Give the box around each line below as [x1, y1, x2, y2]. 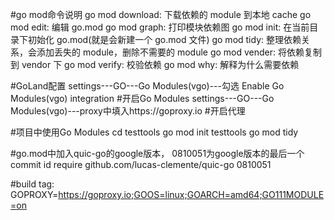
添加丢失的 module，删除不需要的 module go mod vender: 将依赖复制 [36, 46, 323, 58]
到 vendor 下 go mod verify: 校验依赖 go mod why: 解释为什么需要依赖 [10, 59, 300, 70]
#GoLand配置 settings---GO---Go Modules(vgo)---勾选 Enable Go [10, 80, 285, 92]
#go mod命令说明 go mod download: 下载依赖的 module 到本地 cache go [10, 9, 312, 20]
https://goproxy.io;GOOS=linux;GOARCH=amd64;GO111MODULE [58, 189, 325, 200]
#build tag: [10, 178, 55, 190]
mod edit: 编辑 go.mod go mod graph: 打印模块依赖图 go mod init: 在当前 [10, 21, 310, 33]
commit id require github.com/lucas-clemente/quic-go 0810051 [10, 159, 272, 170]
